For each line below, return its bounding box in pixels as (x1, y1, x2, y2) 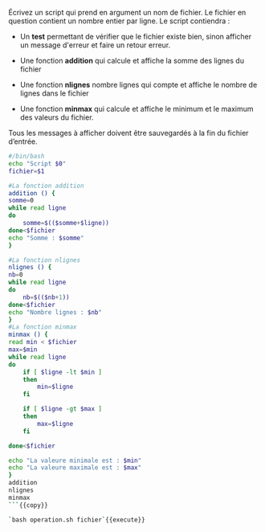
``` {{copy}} (8, 501, 48, 509)
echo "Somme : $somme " (8, 234, 84, 242)
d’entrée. (8, 137, 38, 146)
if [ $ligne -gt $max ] (22, 405, 103, 413)
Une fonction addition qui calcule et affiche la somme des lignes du (19, 56, 245, 65)
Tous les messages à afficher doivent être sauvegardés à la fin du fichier (8, 129, 249, 137)
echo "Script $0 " (8, 159, 67, 168)
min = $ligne (37, 383, 74, 391)
